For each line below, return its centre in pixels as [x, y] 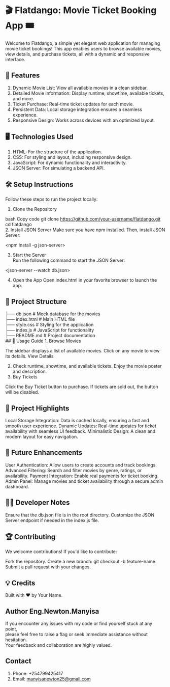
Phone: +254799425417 [38, 673]
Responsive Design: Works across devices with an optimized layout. [84, 120]
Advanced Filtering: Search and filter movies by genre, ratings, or [74, 470]
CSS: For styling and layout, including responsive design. [72, 157]
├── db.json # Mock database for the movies [53, 314]
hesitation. [16, 640]
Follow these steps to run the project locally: [52, 199]
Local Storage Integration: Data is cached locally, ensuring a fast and [77, 420]
